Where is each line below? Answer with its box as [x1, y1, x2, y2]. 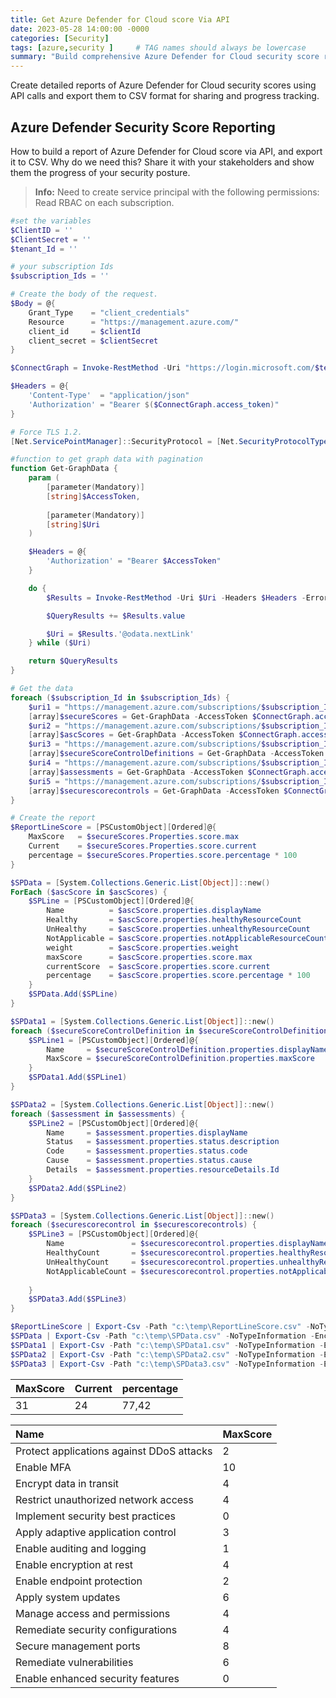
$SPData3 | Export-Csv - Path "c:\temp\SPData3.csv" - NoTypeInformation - [10, 1359, 325, 1369]
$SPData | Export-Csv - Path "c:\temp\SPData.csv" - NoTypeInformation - [10, 1331, 315, 1341]
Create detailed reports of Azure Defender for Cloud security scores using [10, 79, 317, 91]
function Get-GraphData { [10, 464, 118, 474]
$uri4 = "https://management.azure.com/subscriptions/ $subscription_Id [28, 758, 333, 768]
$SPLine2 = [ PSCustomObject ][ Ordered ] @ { [28, 1118, 199, 1128]
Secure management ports [15, 1639, 141, 1653]
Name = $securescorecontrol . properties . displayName [46, 1239, 329, 1249]
